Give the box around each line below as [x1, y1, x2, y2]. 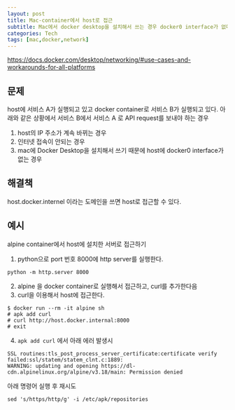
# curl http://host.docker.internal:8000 [7, 317, 130, 324]
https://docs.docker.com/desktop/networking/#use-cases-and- [7, 55, 191, 64]
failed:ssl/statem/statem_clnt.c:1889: [7, 356, 124, 363]
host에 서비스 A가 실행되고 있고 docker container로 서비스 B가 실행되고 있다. [7, 104, 219, 113]
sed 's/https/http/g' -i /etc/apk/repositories [7, 395, 149, 403]
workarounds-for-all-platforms [7, 63, 96, 71]
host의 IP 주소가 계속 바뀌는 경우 [17, 128, 107, 137]
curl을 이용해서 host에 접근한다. [17, 290, 105, 299]
